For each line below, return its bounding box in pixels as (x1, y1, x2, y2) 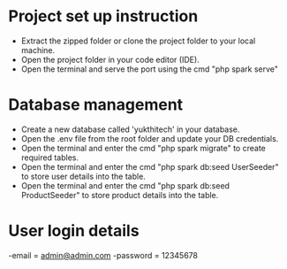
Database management (8, 95, 184, 115)
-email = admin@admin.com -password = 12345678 (8, 250, 198, 260)
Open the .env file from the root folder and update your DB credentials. (20, 133, 279, 143)
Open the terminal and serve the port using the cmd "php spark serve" (20, 64, 279, 74)
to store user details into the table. (20, 171, 147, 181)
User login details (8, 221, 140, 241)
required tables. (20, 152, 79, 163)
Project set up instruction (8, 6, 199, 27)
